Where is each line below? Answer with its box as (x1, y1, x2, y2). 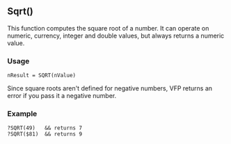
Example (7, 109, 38, 119)
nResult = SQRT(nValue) (7, 72, 77, 79)
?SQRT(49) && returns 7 (7, 125, 82, 131)
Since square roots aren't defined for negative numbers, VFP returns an (7, 84, 213, 93)
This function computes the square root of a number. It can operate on (7, 24, 209, 32)
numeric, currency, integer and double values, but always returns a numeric (7, 31, 225, 40)
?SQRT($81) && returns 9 (7, 131, 82, 138)
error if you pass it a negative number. (7, 92, 117, 100)
